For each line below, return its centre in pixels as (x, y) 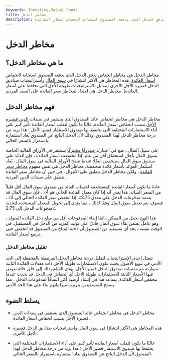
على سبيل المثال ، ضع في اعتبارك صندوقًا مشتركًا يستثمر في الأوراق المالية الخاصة (82, 150)
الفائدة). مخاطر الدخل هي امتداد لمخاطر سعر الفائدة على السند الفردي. (72, 91)
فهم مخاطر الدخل (30, 107)
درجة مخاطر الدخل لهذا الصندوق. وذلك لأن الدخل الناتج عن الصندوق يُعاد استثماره (81, 135)
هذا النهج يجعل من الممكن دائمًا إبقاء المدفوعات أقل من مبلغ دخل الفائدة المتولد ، (81, 218)
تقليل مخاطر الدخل (26, 247)
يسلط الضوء (23, 300)
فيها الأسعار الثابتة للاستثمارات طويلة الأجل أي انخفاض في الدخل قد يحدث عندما (79, 274)
